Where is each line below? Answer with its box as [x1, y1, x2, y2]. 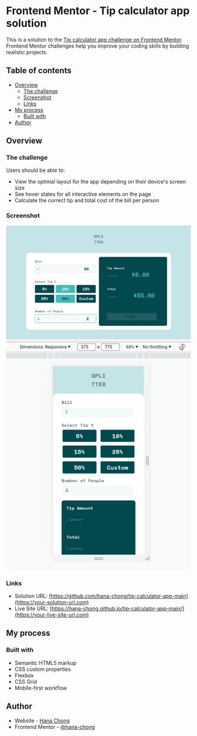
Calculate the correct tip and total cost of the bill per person [14, 197, 159, 204]
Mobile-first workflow [14, 684, 67, 691]
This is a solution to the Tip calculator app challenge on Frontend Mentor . [6, 36, 183, 43]
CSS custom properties [14, 665, 72, 672]
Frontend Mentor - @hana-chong [14, 723, 96, 730]
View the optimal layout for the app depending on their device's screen [14, 178, 186, 185]
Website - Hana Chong [14, 717, 70, 724]
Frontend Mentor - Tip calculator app [6, 4, 190, 18]
